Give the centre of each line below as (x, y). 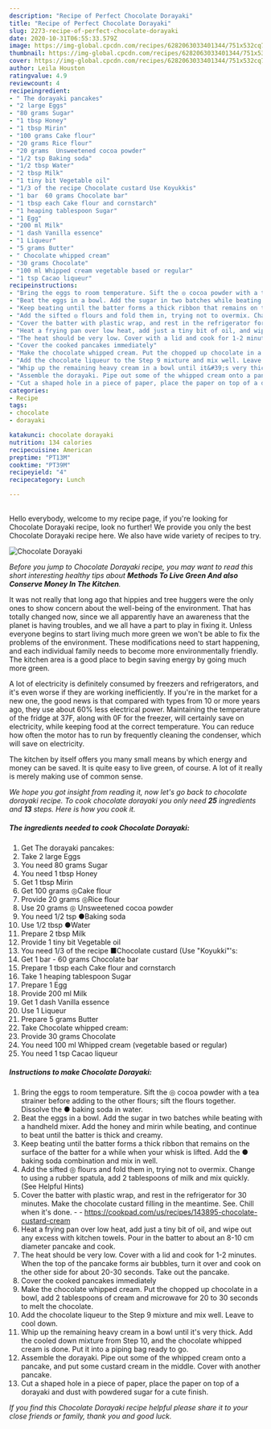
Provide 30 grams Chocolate (68, 1036)
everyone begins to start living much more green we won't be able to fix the (135, 634)
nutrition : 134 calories (51, 442)
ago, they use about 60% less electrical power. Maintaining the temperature (135, 709)
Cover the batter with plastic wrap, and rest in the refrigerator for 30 (134, 1194)
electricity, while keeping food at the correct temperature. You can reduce (131, 727)
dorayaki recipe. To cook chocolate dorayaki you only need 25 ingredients (133, 800)
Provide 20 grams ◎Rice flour (70, 899)
